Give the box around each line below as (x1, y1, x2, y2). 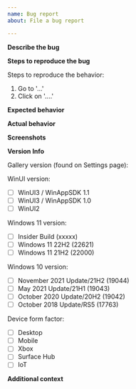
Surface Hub (17, 353, 56, 361)
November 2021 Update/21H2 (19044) (17, 276, 130, 284)
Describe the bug (7, 43, 60, 51)
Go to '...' (17, 84, 44, 92)
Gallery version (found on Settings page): (7, 161, 129, 169)
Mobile (17, 336, 38, 345)
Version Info (7, 146, 45, 155)
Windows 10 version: (7, 262, 68, 271)
